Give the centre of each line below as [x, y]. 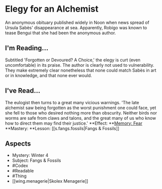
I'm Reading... [27, 48]
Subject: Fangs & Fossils [36, 161]
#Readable [23, 171]
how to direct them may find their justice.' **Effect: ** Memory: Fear [74, 123]
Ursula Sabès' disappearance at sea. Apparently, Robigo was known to [76, 27]
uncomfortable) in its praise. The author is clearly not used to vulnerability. [80, 65]
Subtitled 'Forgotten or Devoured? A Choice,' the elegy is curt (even [73, 60]
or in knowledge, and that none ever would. [49, 75]
